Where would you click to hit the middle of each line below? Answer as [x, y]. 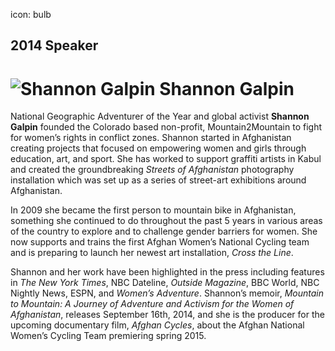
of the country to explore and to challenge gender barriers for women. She [164, 231]
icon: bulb [31, 14]
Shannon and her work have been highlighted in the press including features [167, 272]
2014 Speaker [54, 45]
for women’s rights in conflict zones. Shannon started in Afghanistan [151, 138]
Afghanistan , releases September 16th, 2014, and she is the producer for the [167, 315]
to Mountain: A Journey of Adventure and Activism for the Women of [152, 304]
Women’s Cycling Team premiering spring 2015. [108, 336]
